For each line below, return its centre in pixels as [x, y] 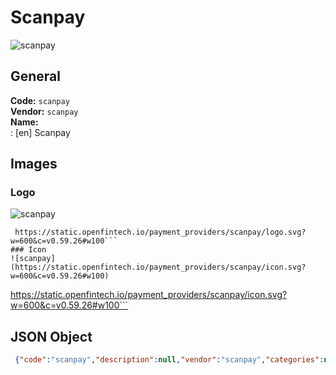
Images [34, 164]
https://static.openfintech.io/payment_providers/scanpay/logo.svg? [160, 232]
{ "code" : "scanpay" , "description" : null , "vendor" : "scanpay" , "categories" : [169, 360]
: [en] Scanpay [40, 132]
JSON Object [51, 336]
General [36, 76]
